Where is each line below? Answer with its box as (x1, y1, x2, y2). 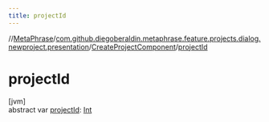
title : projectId (8, 11, 67, 20)
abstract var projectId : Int (8, 104, 92, 114)
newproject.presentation (8, 41, 90, 52)
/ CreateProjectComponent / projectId (88, 41, 208, 52)
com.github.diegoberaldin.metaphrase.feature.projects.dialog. (55, 33, 261, 43)
